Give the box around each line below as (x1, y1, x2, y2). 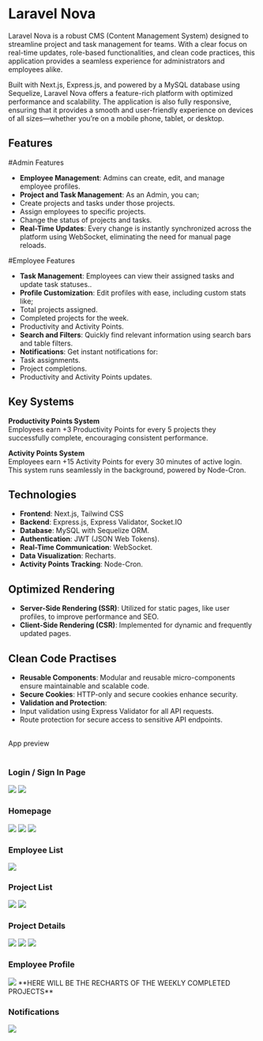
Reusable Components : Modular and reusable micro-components (19, 673, 235, 682)
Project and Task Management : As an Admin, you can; (19, 189, 200, 199)
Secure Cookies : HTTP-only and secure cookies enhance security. (19, 690, 239, 699)
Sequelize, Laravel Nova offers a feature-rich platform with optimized (8, 88, 233, 97)
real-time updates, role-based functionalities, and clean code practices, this (8, 48, 255, 57)
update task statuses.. (19, 279, 92, 289)
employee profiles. (19, 181, 81, 191)
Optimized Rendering (8, 582, 115, 596)
